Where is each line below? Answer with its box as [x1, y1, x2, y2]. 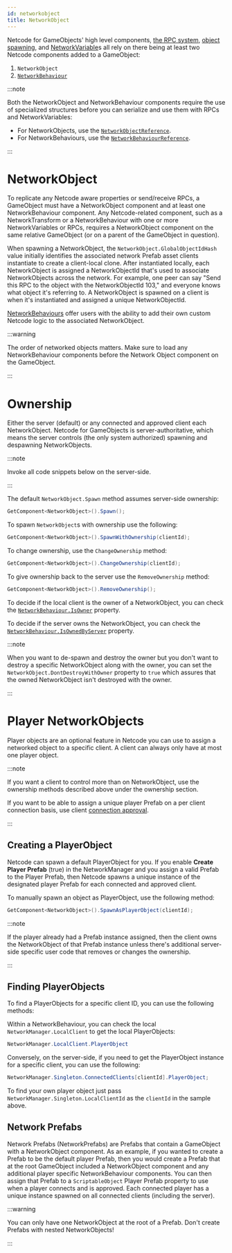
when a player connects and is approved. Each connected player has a [7, 1184, 209, 1192]
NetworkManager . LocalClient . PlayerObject [7, 1041, 129, 1048]
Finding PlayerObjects [7, 981, 105, 992]
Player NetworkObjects [7, 713, 144, 729]
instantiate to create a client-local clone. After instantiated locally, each [7, 259, 210, 268]
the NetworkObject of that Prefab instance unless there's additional [7, 940, 199, 948]
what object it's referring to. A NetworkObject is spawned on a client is [7, 288, 209, 297]
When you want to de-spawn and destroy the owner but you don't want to [7, 653, 219, 662]
